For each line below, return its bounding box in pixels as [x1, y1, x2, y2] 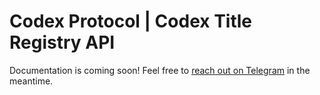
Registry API [9, 31, 116, 54]
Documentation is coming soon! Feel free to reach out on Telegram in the [9, 64, 311, 76]
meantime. [9, 75, 54, 87]
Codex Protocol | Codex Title [9, 10, 253, 33]
